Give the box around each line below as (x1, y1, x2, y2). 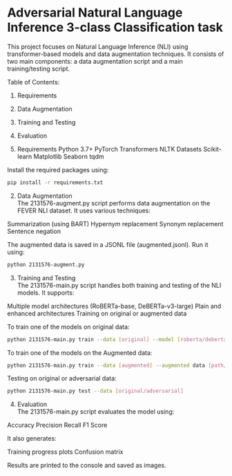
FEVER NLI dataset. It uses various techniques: (17, 206, 151, 214)
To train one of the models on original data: (7, 322, 130, 331)
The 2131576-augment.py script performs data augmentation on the (17, 199, 211, 207)
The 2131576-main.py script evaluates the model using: (17, 408, 175, 416)
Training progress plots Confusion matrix (7, 448, 124, 456)
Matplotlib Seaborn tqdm (33, 152, 105, 161)
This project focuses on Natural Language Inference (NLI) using (7, 42, 188, 51)
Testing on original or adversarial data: (7, 374, 117, 383)
